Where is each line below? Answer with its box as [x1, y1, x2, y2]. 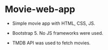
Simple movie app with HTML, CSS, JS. [12, 20, 95, 26]
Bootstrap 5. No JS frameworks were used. [12, 30, 103, 36]
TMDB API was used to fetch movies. [12, 39, 91, 46]
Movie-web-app [5, 4, 75, 15]
